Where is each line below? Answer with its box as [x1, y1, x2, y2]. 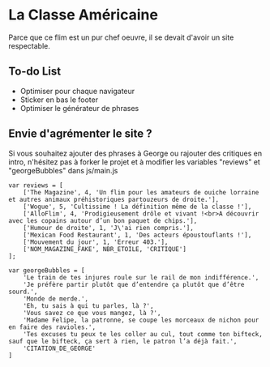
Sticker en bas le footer [19, 95, 99, 105]
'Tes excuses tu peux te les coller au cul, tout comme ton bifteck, [23, 330, 264, 338]
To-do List [8, 65, 62, 79]
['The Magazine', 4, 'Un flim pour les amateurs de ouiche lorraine [23, 188, 259, 196]
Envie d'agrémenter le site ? [8, 127, 152, 141]
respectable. [8, 41, 50, 50]
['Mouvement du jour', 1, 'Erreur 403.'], [23, 237, 169, 246]
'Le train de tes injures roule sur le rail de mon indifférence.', [23, 273, 259, 281]
